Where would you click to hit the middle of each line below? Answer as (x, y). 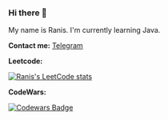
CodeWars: (27, 92)
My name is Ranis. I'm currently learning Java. (84, 30)
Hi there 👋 (28, 13)
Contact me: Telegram (46, 46)
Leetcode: (26, 61)
